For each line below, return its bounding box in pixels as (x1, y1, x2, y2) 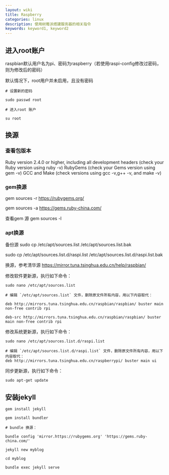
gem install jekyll (5, 407, 46, 412)
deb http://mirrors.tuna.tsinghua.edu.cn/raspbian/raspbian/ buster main (5, 301, 164, 307)
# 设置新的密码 (5, 88, 33, 93)
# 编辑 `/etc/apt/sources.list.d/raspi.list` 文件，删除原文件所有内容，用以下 (5, 349, 163, 354)
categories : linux (5, 17, 44, 22)
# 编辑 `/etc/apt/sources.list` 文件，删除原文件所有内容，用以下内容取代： (5, 293, 153, 298)
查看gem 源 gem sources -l (5, 215, 62, 221)
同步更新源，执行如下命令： (5, 368, 63, 374)
